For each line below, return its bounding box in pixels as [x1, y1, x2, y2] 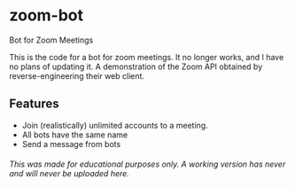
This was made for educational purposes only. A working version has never [9, 159, 286, 169]
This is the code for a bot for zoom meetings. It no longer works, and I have [9, 51, 284, 62]
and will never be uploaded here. [9, 168, 130, 179]
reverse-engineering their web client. [9, 70, 144, 81]
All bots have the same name [21, 129, 128, 140]
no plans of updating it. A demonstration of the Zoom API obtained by [9, 61, 263, 72]
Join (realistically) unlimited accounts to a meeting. [21, 120, 208, 130]
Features [9, 97, 59, 112]
